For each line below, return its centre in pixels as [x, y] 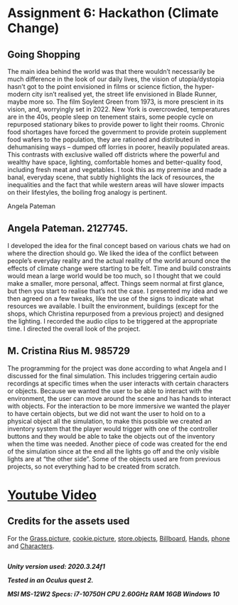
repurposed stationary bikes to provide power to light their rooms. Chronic [116, 124]
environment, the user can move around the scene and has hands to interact [119, 398]
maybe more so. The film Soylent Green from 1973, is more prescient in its [115, 102]
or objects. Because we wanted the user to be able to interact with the [110, 391]
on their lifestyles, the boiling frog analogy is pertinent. [87, 192]
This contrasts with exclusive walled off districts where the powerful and [114, 155]
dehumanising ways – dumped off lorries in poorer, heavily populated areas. [118, 147]
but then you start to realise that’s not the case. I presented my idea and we [118, 291]
